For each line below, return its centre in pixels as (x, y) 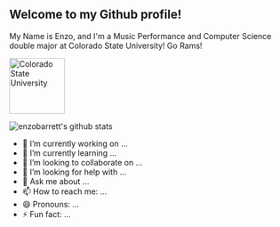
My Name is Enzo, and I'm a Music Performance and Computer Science (140, 36)
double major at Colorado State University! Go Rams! (106, 45)
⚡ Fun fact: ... (46, 214)
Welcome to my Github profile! (96, 15)
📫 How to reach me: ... (64, 191)
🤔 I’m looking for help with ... (74, 172)
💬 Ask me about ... (56, 181)
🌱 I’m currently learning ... (69, 153)
